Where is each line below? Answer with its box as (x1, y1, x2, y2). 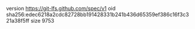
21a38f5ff (6, 17, 29, 24)
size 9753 (30, 17, 55, 24)
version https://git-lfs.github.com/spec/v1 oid (6, 5, 116, 12)
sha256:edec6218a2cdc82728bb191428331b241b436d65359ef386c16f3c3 (6, 11, 190, 18)
